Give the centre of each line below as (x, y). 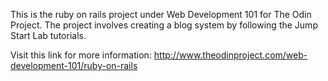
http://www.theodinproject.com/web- (230, 55)
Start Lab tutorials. (48, 35)
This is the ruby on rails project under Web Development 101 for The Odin (161, 14)
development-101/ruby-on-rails (74, 65)
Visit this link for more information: (81, 55)
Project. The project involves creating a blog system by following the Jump (164, 25)
